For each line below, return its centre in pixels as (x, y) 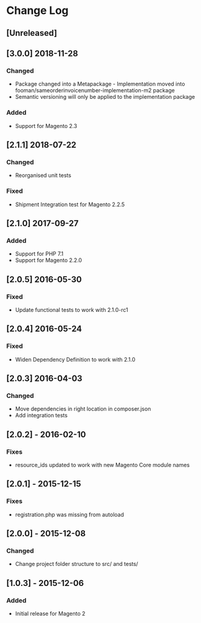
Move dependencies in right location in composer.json (83, 409)
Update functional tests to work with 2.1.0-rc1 (72, 309)
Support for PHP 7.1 (39, 254)
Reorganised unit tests (43, 175)
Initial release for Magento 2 (50, 614)
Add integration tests (41, 416)
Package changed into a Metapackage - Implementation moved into (100, 84)
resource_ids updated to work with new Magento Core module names (102, 465)
